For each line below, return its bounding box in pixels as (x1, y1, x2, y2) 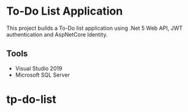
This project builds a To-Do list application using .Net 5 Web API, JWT (6, 24, 182, 32)
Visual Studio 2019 (15, 65, 62, 72)
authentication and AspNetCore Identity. (6, 30, 108, 38)
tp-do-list (6, 93, 57, 106)
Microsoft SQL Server (15, 71, 70, 79)
